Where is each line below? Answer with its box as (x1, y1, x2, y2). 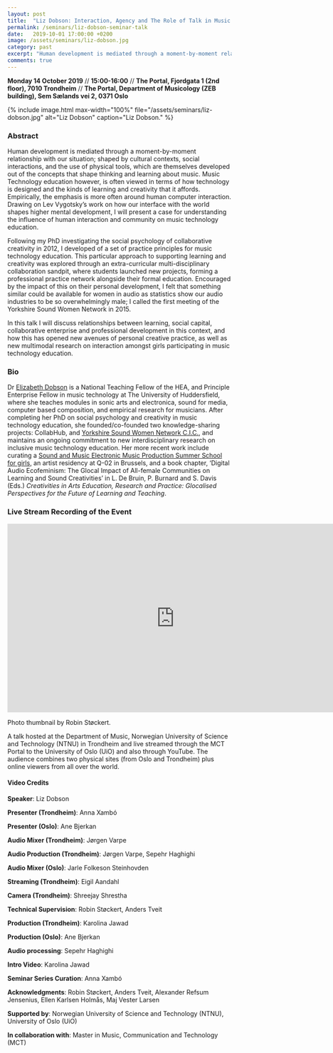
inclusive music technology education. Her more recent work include (7, 444, 209, 452)
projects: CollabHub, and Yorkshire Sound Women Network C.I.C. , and (7, 429, 213, 437)
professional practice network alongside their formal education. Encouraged (7, 275, 231, 283)
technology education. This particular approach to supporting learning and (7, 252, 226, 260)
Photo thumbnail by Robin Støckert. (7, 718, 112, 726)
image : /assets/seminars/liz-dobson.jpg (7, 37, 129, 44)
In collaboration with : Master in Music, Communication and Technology (7, 1030, 218, 1039)
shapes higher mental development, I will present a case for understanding (7, 208, 227, 216)
